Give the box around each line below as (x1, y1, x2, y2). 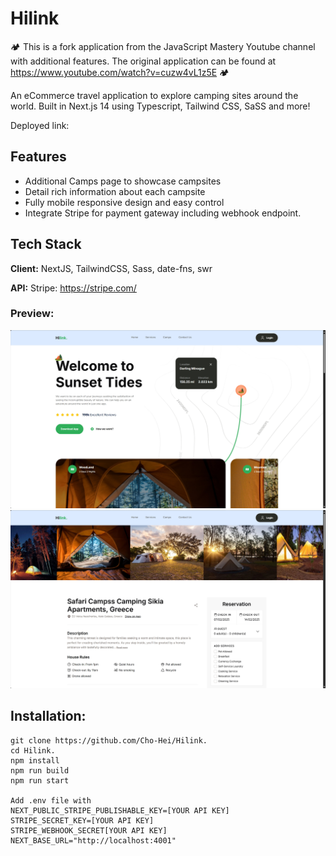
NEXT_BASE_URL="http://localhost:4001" (10, 835, 177, 846)
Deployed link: (10, 119, 70, 131)
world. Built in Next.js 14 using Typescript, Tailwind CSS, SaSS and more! (10, 100, 311, 112)
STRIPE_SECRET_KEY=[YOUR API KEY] (10, 815, 155, 826)
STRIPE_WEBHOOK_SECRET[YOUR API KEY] (10, 825, 168, 836)
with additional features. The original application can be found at (10, 55, 277, 67)
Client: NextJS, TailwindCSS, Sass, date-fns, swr (10, 262, 213, 274)
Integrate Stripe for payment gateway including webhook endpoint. (24, 207, 302, 219)
